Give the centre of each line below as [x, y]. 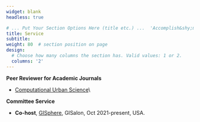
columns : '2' [28, 61]
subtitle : [18, 39]
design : [16, 50]
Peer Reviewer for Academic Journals [54, 78]
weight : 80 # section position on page [57, 45]
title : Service [25, 33]
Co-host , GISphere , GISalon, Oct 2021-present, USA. [80, 112]
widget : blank [24, 12]
